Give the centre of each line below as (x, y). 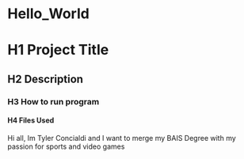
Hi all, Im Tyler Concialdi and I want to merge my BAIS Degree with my (122, 138)
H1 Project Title (58, 50)
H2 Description (46, 79)
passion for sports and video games (66, 146)
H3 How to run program (53, 101)
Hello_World (49, 14)
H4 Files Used (31, 120)
